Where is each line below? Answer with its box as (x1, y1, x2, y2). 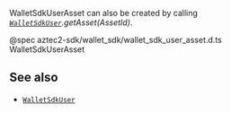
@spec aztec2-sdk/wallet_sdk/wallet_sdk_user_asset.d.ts (9, 35, 222, 45)
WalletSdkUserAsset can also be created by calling (9, 8, 198, 18)
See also (9, 70, 58, 85)
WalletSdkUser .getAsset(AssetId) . (9, 17, 133, 28)
